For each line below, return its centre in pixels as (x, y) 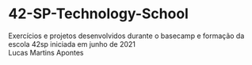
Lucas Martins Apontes (46, 52)
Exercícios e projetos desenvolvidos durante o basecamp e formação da (126, 36)
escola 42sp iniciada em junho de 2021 (72, 44)
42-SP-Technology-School (98, 14)
